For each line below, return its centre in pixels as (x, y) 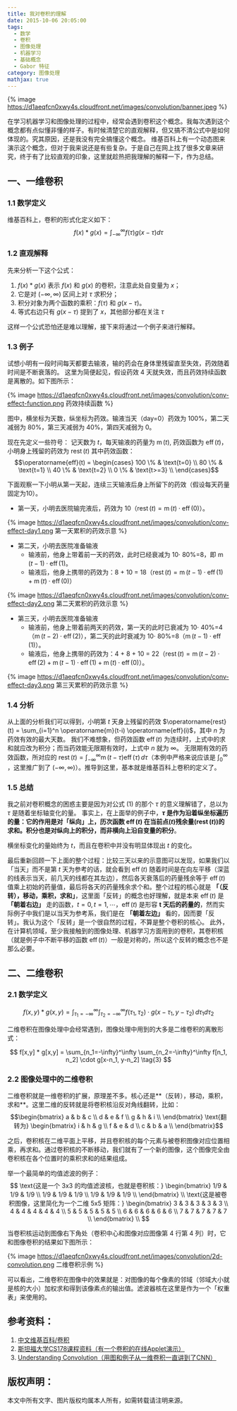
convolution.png (31, 1264)
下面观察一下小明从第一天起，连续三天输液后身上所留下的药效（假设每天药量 (119, 484)
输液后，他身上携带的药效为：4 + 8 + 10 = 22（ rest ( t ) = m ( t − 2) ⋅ (124, 654)
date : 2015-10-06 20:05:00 (47, 20)
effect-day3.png (31, 685)
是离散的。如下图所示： (41, 381)
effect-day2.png (31, 604)
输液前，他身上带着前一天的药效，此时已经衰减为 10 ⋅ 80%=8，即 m (126, 555)
